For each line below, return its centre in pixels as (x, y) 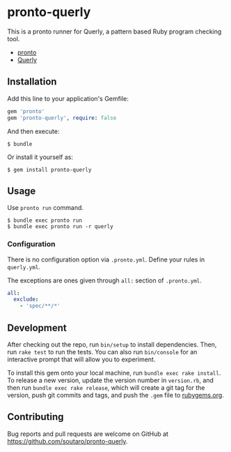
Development (37, 327)
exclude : (26, 300)
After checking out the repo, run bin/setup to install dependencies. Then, (112, 345)
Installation (32, 82)
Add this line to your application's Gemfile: (68, 98)
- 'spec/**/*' (40, 306)
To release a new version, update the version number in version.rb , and (111, 380)
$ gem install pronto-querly (49, 169)
